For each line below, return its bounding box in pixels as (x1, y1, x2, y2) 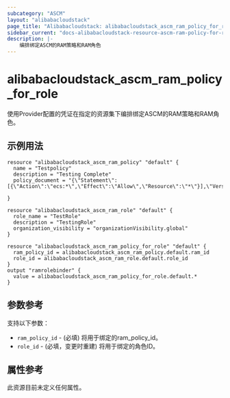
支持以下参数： (7, 318, 49, 327)
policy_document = (13, 176, 66, 184)
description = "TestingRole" (13, 219, 97, 226)
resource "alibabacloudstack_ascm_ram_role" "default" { (7, 207, 173, 213)
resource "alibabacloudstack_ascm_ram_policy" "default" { (7, 159, 179, 165)
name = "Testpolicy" (13, 165, 72, 172)
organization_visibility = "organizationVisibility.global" (13, 224, 188, 232)
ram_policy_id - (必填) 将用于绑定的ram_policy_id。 (16, 333, 162, 342)
